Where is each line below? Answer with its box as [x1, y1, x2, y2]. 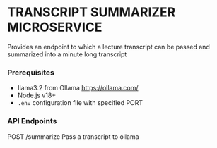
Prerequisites [7, 68, 54, 78]
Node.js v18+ [17, 91, 57, 99]
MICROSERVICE [7, 19, 102, 35]
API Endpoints [7, 116, 57, 126]
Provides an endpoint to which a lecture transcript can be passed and [7, 42, 210, 51]
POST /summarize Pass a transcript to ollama [7, 132, 139, 141]
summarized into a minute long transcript [7, 50, 127, 58]
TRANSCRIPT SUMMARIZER [7, 4, 176, 20]
